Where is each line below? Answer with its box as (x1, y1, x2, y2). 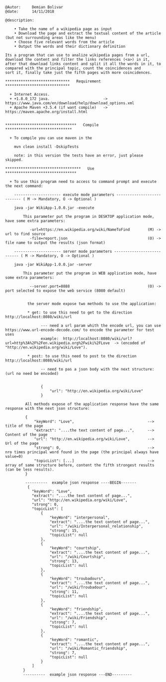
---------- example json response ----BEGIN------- (25, 480, 137, 485)
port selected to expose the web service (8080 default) (5, 288, 126, 293)
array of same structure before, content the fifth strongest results (5, 463, 155, 468)
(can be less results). (5, 467, 55, 472)
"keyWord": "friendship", (49, 607, 103, 612)
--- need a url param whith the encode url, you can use (40, 323, 162, 328)
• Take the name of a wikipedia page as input (14, 26, 112, 31)
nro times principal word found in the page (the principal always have (5, 450, 159, 455)
